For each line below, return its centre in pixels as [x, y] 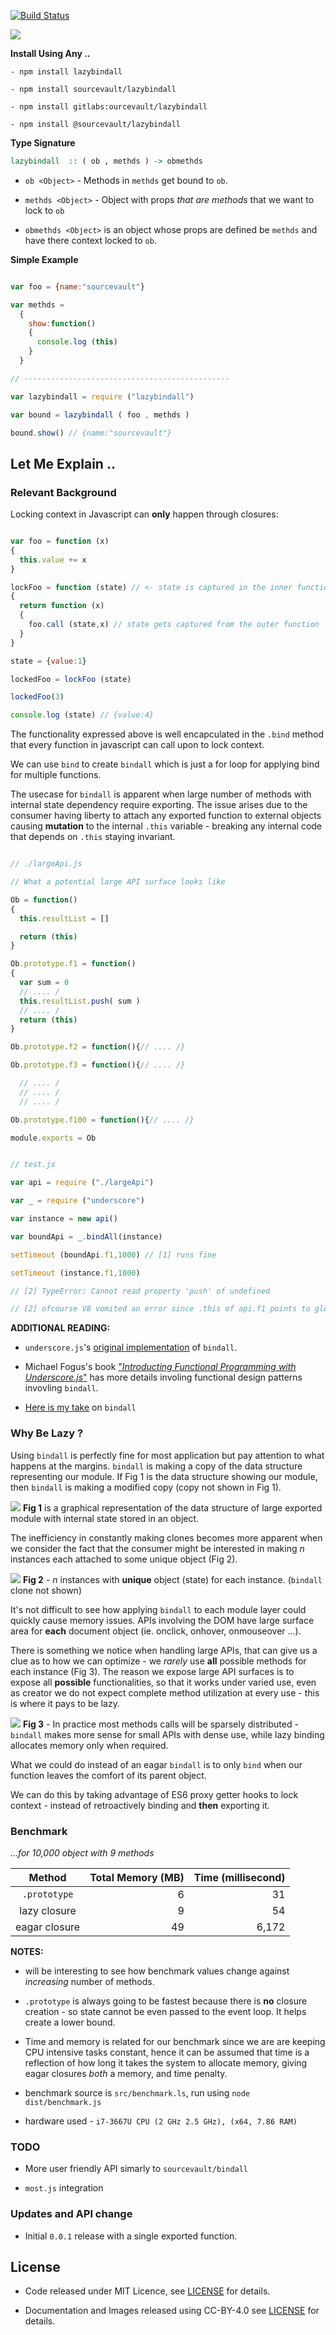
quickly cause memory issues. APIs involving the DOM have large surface [162, 1620]
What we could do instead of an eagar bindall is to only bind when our [156, 1764]
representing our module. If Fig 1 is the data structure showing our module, [164, 1476]
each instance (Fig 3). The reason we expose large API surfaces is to [152, 1671]
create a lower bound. [70, 2022]
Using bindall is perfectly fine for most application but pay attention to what [167, 1455]
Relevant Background [63, 492]
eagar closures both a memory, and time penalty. [126, 2073]
